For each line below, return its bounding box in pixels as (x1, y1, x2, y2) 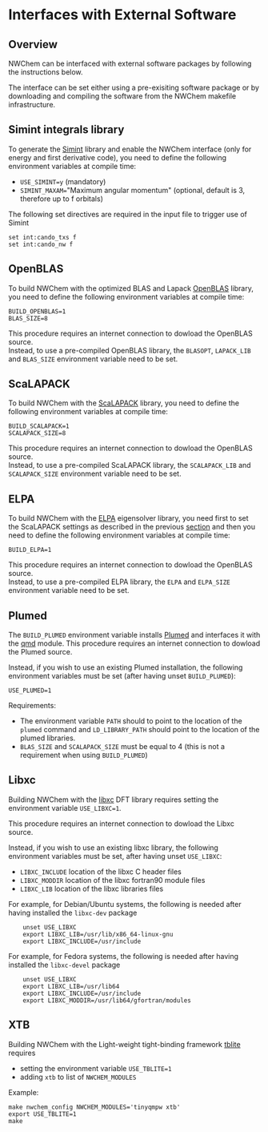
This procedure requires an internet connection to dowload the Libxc (8, 819, 234, 828)
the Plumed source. (8, 647, 73, 657)
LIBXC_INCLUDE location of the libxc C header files (19, 867, 182, 876)
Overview (8, 38, 58, 51)
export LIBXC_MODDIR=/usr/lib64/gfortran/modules (22, 996, 192, 1005)
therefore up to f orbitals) (19, 194, 104, 203)
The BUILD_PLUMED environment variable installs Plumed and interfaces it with (8, 630, 261, 640)
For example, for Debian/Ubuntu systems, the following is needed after (8, 899, 242, 908)
